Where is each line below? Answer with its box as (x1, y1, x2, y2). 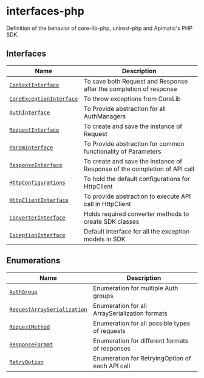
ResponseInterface (9, 162, 63, 168)
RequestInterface (9, 126, 59, 134)
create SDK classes (84, 217, 140, 226)
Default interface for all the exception (84, 227, 190, 235)
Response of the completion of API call (84, 165, 194, 173)
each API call (93, 362, 131, 370)
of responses (93, 344, 131, 352)
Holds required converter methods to (84, 209, 189, 218)
